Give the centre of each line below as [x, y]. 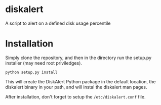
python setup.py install [31, 72]
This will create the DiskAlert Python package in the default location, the [80, 81]
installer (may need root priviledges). [44, 63]
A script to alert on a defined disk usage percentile [58, 23]
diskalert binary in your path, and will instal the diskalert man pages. [76, 87]
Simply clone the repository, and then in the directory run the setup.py [78, 58]
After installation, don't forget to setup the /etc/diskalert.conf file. [75, 96]
